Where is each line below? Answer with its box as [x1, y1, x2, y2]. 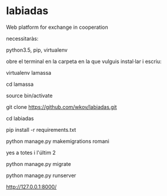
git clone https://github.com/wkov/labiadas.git [6, 103, 117, 110]
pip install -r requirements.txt [6, 126, 76, 133]
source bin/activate [6, 92, 53, 99]
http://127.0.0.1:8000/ [6, 183, 57, 190]
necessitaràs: [6, 35, 39, 42]
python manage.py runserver [6, 172, 76, 179]
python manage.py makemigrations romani [6, 137, 110, 145]
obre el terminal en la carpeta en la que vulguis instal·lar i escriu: [6, 58, 162, 65]
